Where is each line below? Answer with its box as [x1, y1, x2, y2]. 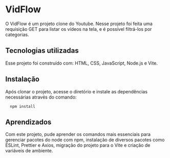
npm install [10, 104, 36, 109]
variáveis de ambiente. [5, 148, 53, 154]
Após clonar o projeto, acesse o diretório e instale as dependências [5, 88, 147, 94]
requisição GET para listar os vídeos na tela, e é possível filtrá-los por [5, 26, 152, 32]
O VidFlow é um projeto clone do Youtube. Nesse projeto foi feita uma [5, 21, 153, 27]
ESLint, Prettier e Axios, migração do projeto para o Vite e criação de [5, 142, 151, 148]
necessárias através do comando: [5, 94, 77, 100]
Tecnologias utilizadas [5, 46, 79, 55]
